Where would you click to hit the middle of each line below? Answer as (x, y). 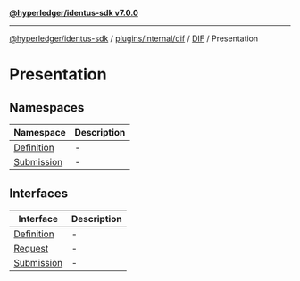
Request (31, 248)
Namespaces (47, 107)
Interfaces (39, 194)
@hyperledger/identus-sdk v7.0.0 (74, 13)
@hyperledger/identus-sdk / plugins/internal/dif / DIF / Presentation (134, 38)
